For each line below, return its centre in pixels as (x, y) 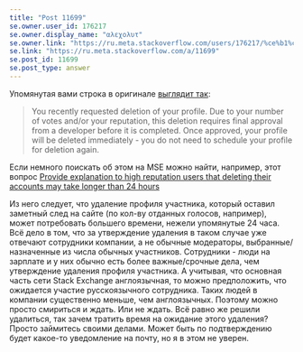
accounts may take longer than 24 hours (85, 186)
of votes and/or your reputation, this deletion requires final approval (157, 120)
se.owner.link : (38, 43)
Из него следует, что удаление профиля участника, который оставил (142, 203)
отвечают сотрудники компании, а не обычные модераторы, (127, 242)
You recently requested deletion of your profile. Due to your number (157, 111)
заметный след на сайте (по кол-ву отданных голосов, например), (138, 213)
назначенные (35, 251)
